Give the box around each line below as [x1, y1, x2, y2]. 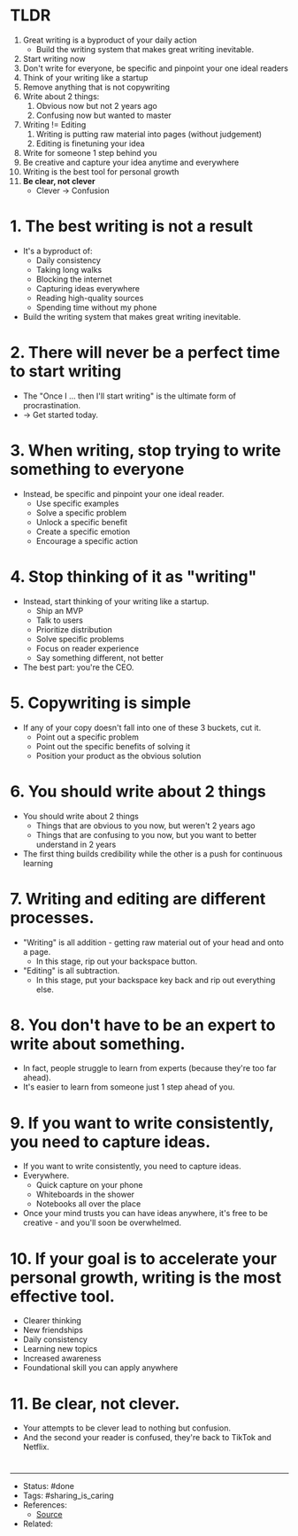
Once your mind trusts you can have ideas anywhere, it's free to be [22, 1208, 268, 1219]
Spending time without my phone [35, 302, 157, 313]
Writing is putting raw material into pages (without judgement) [35, 128, 263, 139]
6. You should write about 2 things [10, 781, 266, 802]
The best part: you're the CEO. [22, 662, 134, 672]
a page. [22, 946, 51, 957]
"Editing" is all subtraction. [22, 965, 120, 975]
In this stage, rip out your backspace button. [35, 956, 198, 966]
